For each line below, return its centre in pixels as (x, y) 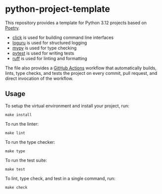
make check (16, 187)
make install (19, 115)
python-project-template (58, 9)
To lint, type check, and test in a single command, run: (60, 178)
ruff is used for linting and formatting (50, 58)
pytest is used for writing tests (43, 53)
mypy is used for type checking (44, 48)
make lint (15, 133)
